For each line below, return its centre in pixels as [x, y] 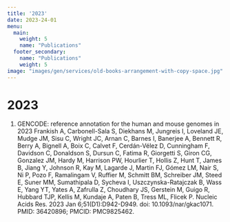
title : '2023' [28, 13]
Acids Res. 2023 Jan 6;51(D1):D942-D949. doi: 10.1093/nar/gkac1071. [115, 204]
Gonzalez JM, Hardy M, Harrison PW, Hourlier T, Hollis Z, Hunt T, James [119, 160]
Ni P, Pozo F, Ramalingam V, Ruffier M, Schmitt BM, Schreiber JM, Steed [119, 175]
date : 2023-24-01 [32, 20]
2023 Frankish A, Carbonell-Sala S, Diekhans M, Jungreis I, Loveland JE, [120, 131]
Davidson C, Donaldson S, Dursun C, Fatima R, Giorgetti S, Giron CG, [114, 153]
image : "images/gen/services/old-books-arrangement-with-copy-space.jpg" [115, 71]
